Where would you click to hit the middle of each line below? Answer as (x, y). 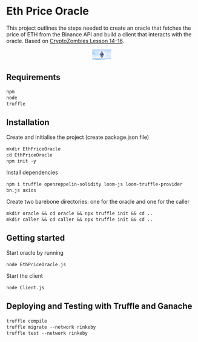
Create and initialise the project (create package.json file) (78, 137)
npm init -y (21, 161)
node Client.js (25, 287)
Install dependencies (32, 172)
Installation (28, 122)
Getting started (36, 238)
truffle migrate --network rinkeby (51, 327)
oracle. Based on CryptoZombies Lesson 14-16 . (65, 41)
